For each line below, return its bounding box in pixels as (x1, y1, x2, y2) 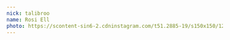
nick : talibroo (6, 9, 50, 17)
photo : (6, 22, 25, 29)
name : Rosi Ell (6, 16, 50, 23)
